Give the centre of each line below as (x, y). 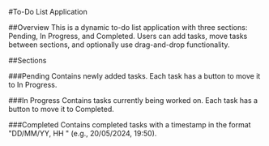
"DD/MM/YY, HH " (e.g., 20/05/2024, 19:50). (83, 133)
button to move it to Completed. (62, 109)
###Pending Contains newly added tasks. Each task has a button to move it (134, 76)
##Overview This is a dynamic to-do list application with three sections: (128, 27)
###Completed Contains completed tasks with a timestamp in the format (130, 125)
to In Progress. (33, 85)
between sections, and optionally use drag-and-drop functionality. (119, 45)
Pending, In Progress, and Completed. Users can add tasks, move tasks (128, 36)
